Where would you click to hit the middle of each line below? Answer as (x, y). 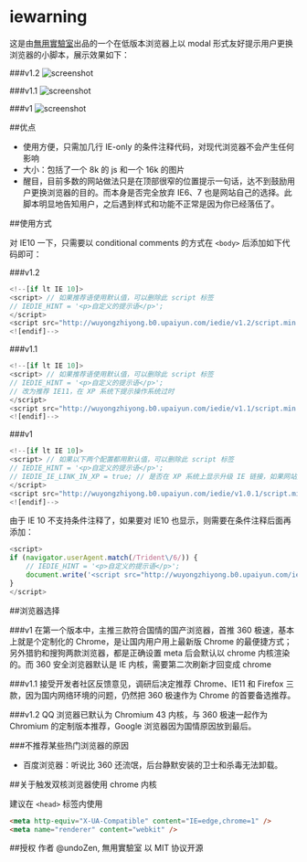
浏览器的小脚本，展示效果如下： (69, 54)
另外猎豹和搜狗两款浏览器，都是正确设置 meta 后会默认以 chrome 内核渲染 (150, 653)
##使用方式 (31, 223)
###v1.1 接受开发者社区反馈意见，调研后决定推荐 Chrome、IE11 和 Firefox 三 (152, 684)
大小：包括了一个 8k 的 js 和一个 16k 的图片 (104, 169)
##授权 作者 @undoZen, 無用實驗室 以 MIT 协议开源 (106, 848)
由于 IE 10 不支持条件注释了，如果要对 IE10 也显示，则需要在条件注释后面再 (151, 521)
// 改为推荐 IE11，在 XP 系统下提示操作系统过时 (92, 391)
